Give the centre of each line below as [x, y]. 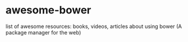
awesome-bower [48, 10]
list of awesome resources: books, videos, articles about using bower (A [94, 26]
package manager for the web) [43, 32]
